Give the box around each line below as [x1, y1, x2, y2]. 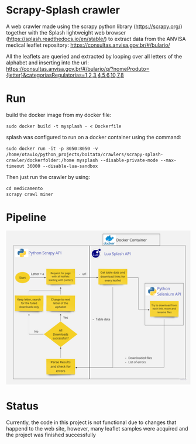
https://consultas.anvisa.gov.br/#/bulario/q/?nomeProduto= [6, 65, 150, 72]
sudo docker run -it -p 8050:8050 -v [6, 146, 98, 152]
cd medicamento [6, 185, 43, 191]
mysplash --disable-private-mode [77, 157, 159, 163]
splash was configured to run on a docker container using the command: [6, 133, 181, 140]
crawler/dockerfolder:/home [6, 157, 75, 163]
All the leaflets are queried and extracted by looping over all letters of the [6, 53, 183, 60]
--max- [160, 157, 177, 163]
